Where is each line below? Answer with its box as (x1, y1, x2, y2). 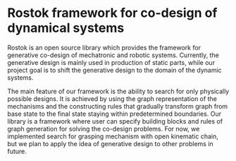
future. (7, 147, 27, 155)
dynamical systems (7, 20, 125, 36)
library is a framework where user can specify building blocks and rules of (7, 117, 223, 125)
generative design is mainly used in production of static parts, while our (7, 58, 216, 66)
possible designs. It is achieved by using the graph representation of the (7, 94, 217, 103)
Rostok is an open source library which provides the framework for (7, 43, 201, 52)
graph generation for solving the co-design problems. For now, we (7, 124, 200, 133)
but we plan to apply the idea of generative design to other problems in (7, 139, 213, 148)
